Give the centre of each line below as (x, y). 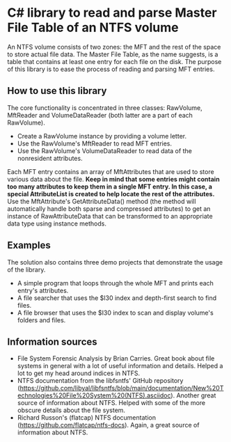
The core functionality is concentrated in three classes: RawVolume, (105, 108)
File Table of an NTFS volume (93, 27)
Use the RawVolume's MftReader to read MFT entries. (95, 143)
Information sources (52, 341)
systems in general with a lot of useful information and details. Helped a (120, 366)
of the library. (26, 269)
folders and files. (41, 320)
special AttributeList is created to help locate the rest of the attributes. (111, 194)
